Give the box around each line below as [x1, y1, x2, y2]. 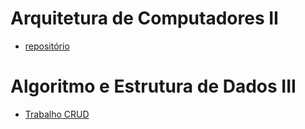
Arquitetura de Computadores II [10, 7, 279, 30]
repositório [24, 40, 70, 52]
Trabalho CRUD [24, 108, 90, 120]
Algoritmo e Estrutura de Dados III [10, 75, 297, 98]
